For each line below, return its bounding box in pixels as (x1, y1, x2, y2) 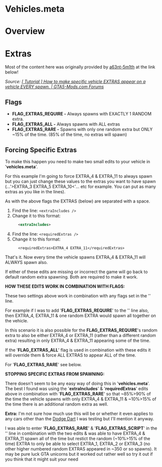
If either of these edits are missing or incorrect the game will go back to (5, 269, 148, 275)
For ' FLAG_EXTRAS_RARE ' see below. (5, 361, 82, 367)
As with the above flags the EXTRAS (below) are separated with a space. (5, 198, 150, 204)
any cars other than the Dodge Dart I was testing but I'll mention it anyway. (5, 415, 154, 422)
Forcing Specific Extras (5, 146, 77, 154)
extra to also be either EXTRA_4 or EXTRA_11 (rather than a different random (5, 332, 156, 338)
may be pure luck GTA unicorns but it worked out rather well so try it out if (5, 451, 153, 457)
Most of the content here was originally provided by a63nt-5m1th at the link (5, 64, 155, 70)
